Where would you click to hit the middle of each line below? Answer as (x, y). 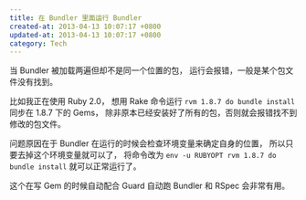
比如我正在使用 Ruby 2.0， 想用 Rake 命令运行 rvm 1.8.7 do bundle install (152, 101)
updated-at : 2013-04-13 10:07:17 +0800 (85, 35)
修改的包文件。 (37, 124)
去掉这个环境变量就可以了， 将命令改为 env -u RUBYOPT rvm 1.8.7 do (147, 155)
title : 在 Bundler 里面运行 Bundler (76, 18)
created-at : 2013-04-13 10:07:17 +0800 (85, 26)
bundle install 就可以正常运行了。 (75, 166)
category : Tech (38, 43)
